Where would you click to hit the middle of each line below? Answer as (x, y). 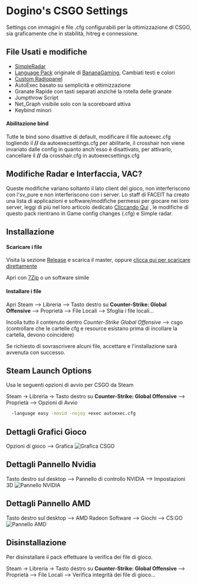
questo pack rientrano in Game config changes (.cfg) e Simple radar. (89, 213)
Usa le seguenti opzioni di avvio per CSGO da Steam (70, 385)
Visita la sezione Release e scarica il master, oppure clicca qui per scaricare (98, 260)
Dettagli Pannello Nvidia (51, 465)
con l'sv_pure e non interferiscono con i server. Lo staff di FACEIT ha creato (98, 194)
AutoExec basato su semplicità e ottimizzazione (73, 85)
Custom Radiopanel (39, 78)
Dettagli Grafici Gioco (46, 432)
